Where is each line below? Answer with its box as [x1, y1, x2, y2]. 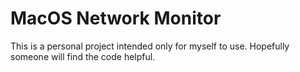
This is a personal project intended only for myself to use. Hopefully [10, 40, 290, 52]
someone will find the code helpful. [10, 50, 156, 62]
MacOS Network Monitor [10, 7, 222, 30]
